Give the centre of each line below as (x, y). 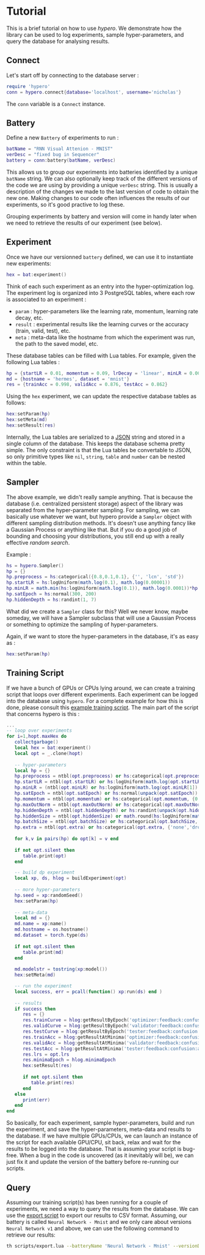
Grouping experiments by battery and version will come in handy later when (102, 216)
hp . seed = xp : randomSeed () (49, 895)
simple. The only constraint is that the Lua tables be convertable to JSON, (99, 450)
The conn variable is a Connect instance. (56, 104)
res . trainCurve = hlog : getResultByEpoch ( (76, 1020)
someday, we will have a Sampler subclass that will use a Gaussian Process (101, 618)
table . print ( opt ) (45, 856)
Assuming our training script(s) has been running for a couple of (87, 1202)
